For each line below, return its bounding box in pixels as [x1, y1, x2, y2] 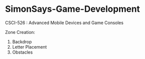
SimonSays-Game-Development [5, 3, 141, 15]
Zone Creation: [5, 29, 35, 35]
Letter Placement [12, 44, 47, 50]
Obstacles [12, 49, 33, 55]
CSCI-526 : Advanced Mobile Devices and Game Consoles [5, 20, 124, 26]
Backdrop [12, 38, 32, 45]
